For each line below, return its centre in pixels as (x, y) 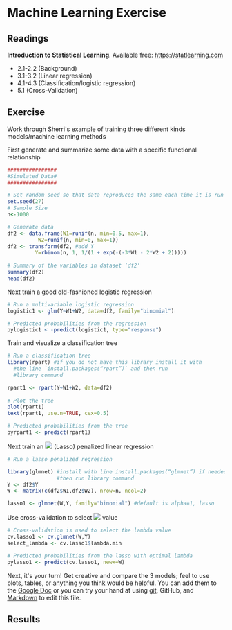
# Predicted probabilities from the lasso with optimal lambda (100, 556)
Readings (28, 38)
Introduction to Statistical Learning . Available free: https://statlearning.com (115, 55)
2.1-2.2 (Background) (47, 68)
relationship (24, 157)
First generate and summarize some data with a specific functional (102, 150)
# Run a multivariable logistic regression (71, 304)
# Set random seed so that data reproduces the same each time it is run (116, 195)
